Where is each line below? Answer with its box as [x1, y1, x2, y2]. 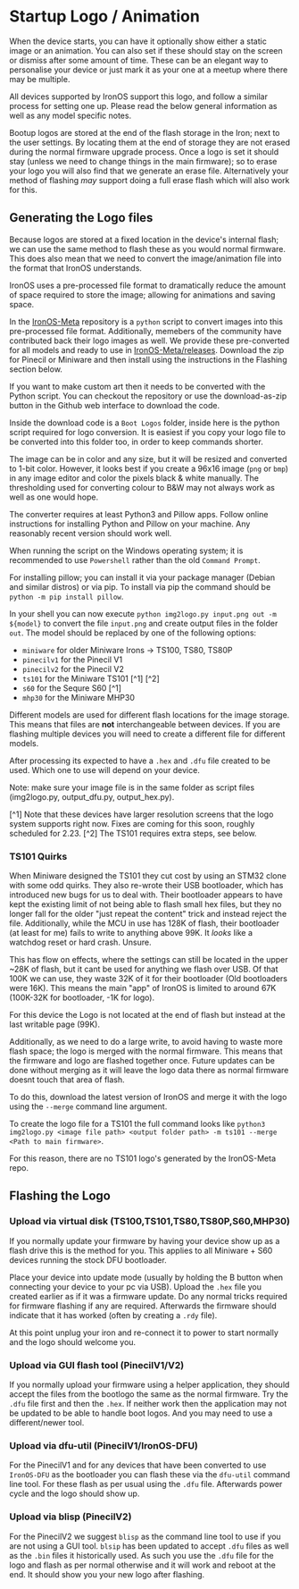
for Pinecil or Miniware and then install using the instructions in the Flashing [9, 354, 287, 365]
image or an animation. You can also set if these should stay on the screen [9, 45, 283, 55]
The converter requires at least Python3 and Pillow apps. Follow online [9, 509, 269, 519]
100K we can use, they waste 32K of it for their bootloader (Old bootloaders [9, 973, 288, 984]
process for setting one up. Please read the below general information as [9, 100, 278, 111]
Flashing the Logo [9, 1189, 112, 1204]
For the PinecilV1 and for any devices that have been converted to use [9, 1459, 267, 1471]
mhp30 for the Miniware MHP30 [21, 692, 136, 702]
